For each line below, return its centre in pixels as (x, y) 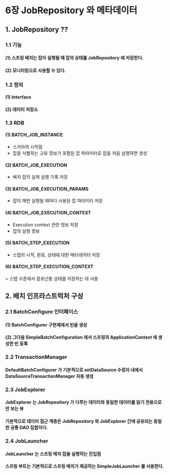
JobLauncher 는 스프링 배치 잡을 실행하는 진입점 (53, 454)
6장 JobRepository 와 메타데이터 (71, 10)
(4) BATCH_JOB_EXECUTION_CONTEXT (48, 212)
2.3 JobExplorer (25, 389)
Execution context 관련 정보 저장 (45, 225)
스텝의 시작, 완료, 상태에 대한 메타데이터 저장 (56, 254)
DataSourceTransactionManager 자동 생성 (49, 376)
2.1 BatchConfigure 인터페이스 (42, 312)
